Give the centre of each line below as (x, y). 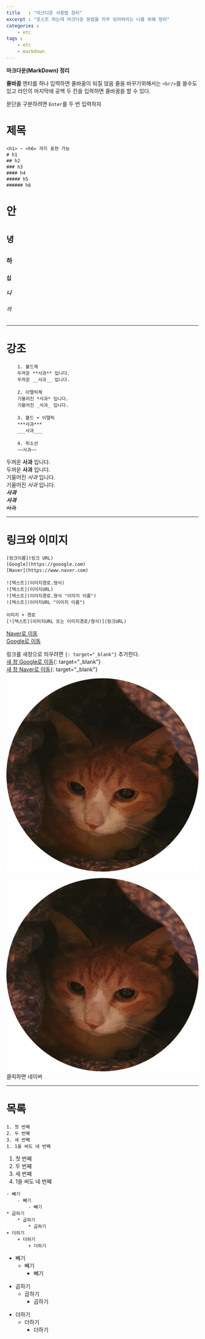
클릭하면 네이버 (24, 1076)
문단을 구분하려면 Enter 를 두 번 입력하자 (54, 104)
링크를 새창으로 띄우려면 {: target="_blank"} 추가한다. (73, 654)
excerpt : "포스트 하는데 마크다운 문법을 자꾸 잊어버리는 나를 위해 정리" (88, 19)
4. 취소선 (28, 443)
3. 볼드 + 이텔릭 (36, 418)
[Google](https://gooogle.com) (46, 564)
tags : (15, 39)
